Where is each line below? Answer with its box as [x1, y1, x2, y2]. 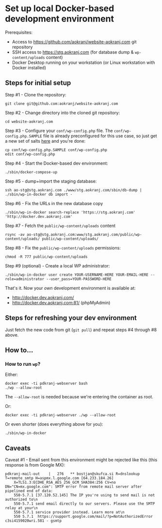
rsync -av [5, 232, 25, 237]
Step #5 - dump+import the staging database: [5, 178, 97, 184]
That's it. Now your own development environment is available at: [5, 285, 136, 291]
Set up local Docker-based [5, 3, 114, 14]
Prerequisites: [5, 29, 33, 35]
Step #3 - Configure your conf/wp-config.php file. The [5, 128, 113, 133]
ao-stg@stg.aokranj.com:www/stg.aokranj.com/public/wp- [26, 232, 142, 237]
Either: [5, 372, 18, 377]
